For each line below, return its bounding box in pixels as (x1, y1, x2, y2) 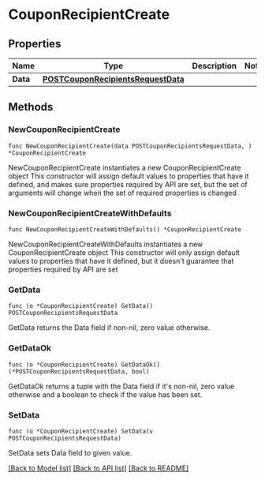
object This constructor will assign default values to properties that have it (8, 171, 249, 181)
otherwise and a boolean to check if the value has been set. (8, 389, 203, 399)
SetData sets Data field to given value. (8, 448, 132, 457)
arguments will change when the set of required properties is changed (8, 188, 237, 197)
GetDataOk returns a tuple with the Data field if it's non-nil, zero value (8, 381, 235, 391)
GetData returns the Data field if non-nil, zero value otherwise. (8, 323, 211, 332)
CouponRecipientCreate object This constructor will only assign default (8, 247, 241, 257)
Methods (8, 100, 54, 114)
